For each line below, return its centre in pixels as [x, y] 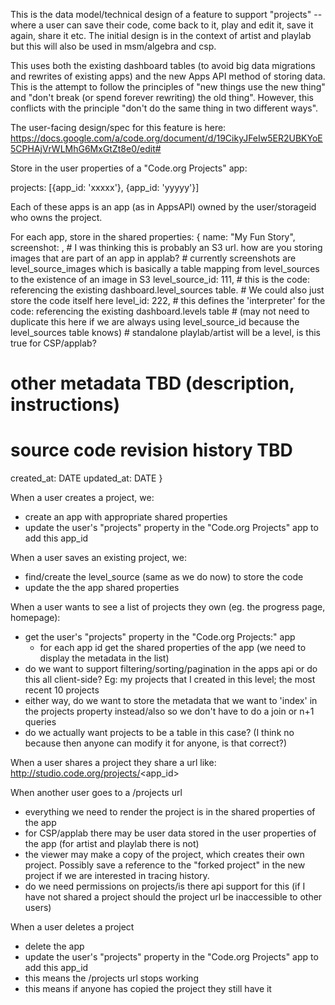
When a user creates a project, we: [82, 498]
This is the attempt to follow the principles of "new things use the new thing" [168, 87]
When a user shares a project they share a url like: [113, 763]
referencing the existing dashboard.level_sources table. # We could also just [167, 290]
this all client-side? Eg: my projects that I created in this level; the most [170, 680]
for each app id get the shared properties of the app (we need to [173, 648]
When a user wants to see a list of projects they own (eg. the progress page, [168, 607]
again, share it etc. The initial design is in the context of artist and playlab [161, 35]
